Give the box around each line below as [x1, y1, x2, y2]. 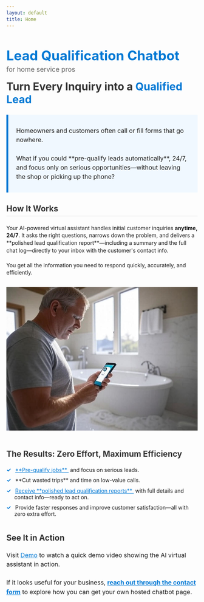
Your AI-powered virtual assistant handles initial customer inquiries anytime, [6, 224, 198, 231]
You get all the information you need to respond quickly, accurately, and [6, 261, 186, 269]
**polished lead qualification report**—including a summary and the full [6, 239, 187, 247]
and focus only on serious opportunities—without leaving [16, 163, 181, 171]
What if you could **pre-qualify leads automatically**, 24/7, [16, 154, 187, 162]
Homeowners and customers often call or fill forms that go [16, 126, 184, 135]
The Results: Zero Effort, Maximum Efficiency [6, 448, 182, 459]
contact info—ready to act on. [14, 493, 89, 501]
